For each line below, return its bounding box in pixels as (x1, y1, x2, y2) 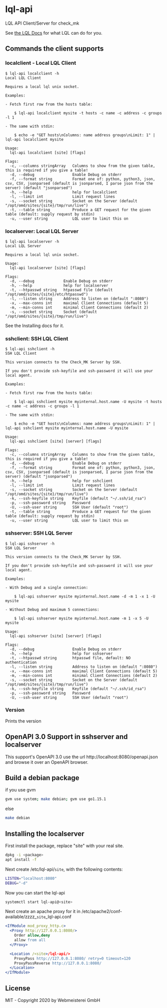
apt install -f (5, 857, 37, 862)
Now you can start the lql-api (5, 889, 65, 895)
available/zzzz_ (5, 914, 37, 920)
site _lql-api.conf (36, 914, 71, 920)
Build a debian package (5, 774, 79, 782)
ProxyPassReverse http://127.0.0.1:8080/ (14, 961, 101, 966)
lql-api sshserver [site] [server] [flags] (9, 633, 101, 639)
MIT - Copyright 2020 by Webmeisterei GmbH (5, 997, 100, 1003)
